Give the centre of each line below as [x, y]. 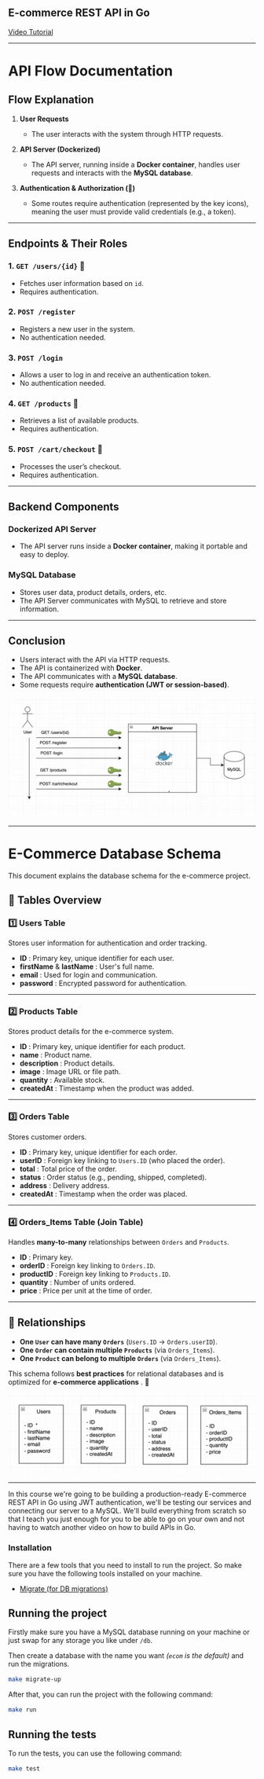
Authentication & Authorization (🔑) [77, 188]
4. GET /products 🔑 [43, 404]
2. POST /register [42, 312]
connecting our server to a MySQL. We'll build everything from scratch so [127, 1511]
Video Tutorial [31, 31]
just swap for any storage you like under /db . [81, 1641]
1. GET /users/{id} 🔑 [47, 266]
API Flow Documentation [90, 71]
